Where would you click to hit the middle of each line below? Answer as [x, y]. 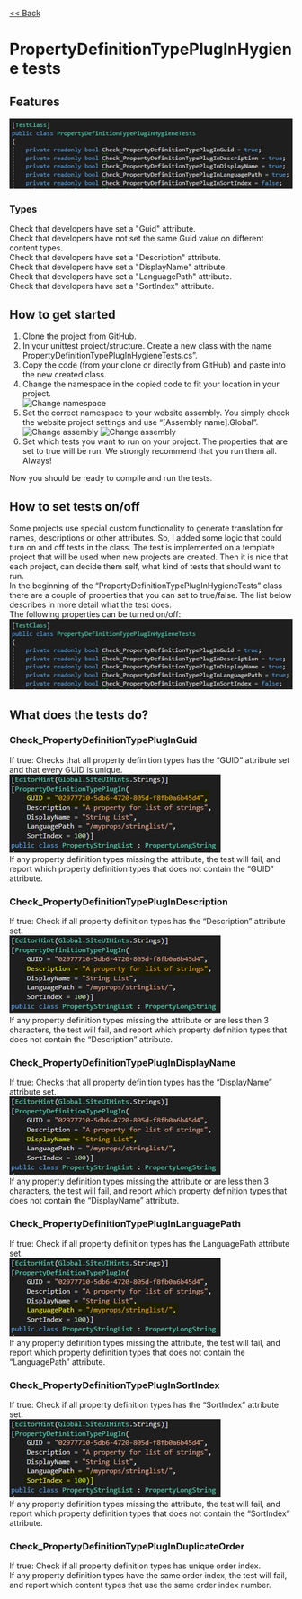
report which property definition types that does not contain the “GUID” [142, 868]
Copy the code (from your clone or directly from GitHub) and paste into [154, 365]
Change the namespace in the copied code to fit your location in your [151, 384]
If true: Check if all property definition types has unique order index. [135, 1566]
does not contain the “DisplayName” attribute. [94, 1201]
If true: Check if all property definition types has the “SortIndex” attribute [144, 1405]
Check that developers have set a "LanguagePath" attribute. [120, 277]
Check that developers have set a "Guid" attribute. [102, 229]
